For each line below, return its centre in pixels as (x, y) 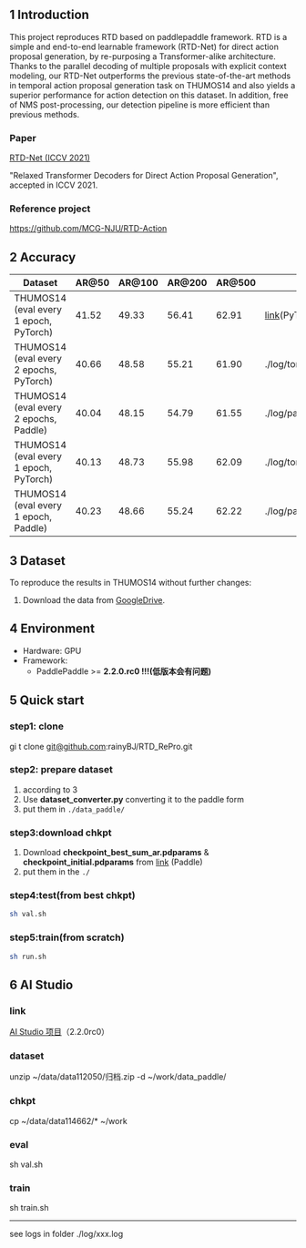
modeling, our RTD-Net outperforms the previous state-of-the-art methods (150, 76)
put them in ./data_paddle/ (74, 809)
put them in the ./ (56, 872)
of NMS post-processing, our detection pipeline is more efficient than (140, 105)
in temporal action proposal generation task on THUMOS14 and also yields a (153, 85)
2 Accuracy (43, 257)
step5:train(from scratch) (67, 937)
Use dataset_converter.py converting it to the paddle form (133, 799)
